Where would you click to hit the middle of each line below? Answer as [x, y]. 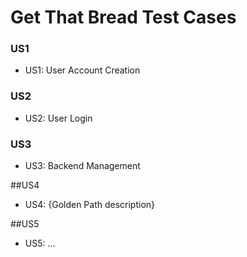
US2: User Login [58, 118]
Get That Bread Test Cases [123, 17]
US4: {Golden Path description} [90, 205]
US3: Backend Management [82, 166]
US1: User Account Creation [82, 70]
